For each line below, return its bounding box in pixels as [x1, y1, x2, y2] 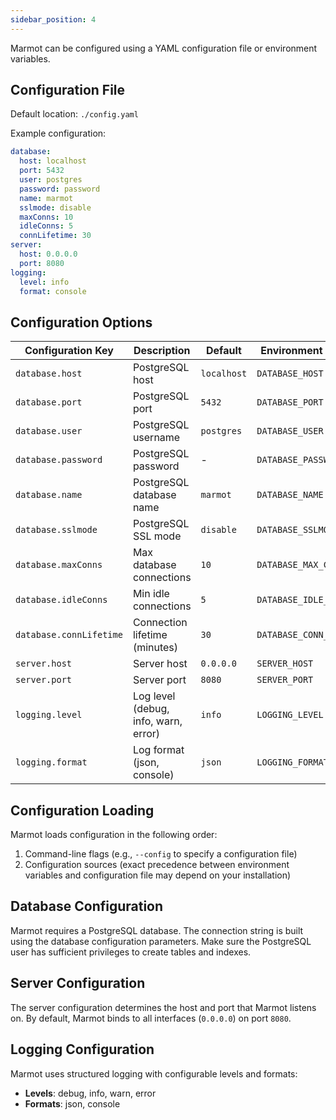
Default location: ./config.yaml [10, 108, 139, 120]
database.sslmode [15, 524, 98, 536]
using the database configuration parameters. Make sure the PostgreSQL [10, 935, 312, 947]
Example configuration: [10, 127, 107, 140]
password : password [19, 184, 101, 194]
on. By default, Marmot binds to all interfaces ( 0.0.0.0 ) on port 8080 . [10, 1012, 292, 1024]
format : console [19, 286, 87, 296]
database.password [15, 454, 103, 466]
